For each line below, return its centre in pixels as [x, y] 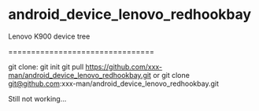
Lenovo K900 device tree [49, 36]
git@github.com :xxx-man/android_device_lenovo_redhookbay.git [113, 83]
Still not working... [37, 98]
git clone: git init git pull [46, 67]
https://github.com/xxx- [124, 67]
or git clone [172, 75]
